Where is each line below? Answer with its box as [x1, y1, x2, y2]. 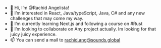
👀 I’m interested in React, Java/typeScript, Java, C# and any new [10, 10, 145, 16]
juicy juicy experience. [10, 31, 57, 37]
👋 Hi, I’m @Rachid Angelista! [10, 5, 69, 10]
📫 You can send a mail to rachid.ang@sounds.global [10, 37, 121, 42]
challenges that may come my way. [10, 15, 84, 21]
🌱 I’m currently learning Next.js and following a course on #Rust [10, 20, 143, 26]
